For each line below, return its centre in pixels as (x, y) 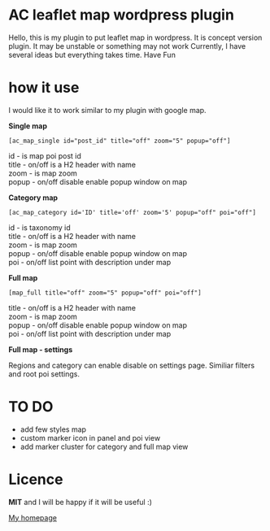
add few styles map (53, 429)
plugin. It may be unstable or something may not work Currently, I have (127, 46)
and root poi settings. (44, 374)
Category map (33, 198)
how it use (44, 88)
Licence (36, 479)
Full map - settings (41, 349)
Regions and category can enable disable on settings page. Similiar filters (131, 365)
